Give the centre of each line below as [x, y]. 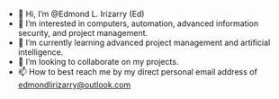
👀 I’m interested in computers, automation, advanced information [138, 23]
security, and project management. [83, 33]
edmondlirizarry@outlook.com [74, 85]
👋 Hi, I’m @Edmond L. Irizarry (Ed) [81, 14]
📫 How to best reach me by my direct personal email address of [138, 72]
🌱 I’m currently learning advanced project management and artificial [144, 42]
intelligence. [40, 52]
